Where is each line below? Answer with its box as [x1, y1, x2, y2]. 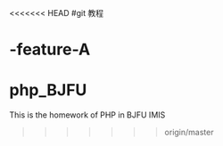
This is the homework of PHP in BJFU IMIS [9, 109, 166, 120]
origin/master [164, 127, 214, 138]
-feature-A [9, 39, 91, 60]
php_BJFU [9, 80, 87, 101]
